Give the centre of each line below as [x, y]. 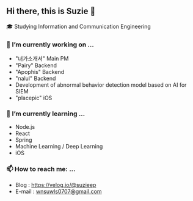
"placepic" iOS [34, 98]
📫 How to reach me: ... [41, 169]
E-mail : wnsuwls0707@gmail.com [58, 191]
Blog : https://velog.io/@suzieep [56, 185]
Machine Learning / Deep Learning [59, 147]
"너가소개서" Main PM [42, 59]
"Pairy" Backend [36, 65]
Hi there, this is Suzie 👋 [51, 11]
